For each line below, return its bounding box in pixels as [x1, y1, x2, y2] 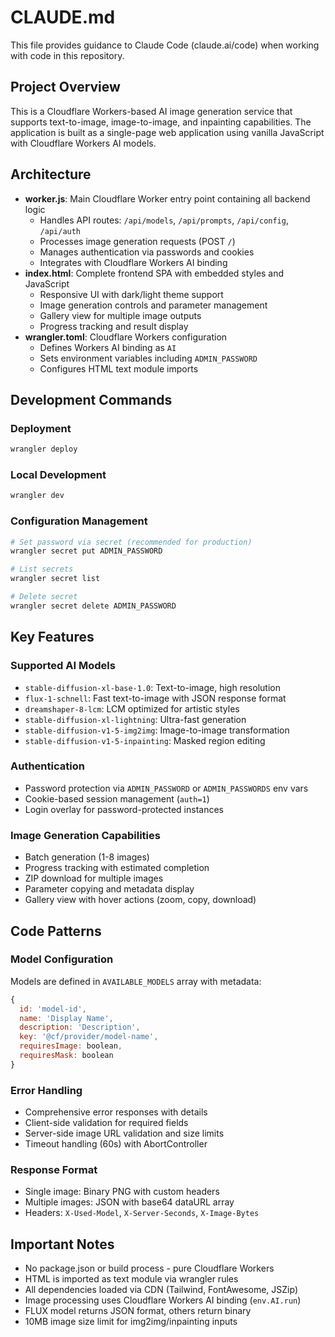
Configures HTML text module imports [39, 362, 199, 375]
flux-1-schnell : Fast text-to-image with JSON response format [24, 692, 287, 704]
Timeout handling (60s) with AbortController [24, 1138, 208, 1150]
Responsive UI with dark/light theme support [39, 288, 224, 300]
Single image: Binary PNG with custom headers [24, 1186, 220, 1198]
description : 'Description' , [19, 1022, 141, 1033]
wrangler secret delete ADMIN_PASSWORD [10, 601, 177, 611]
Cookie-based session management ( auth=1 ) [24, 792, 210, 805]
